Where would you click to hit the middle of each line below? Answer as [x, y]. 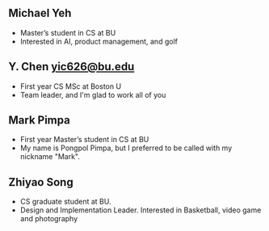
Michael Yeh [40, 13]
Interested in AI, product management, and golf [99, 41]
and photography [49, 219]
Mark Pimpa [39, 120]
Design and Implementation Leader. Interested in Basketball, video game [141, 210]
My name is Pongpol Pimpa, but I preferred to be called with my [126, 148]
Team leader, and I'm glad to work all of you [93, 94]
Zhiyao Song [41, 182]
